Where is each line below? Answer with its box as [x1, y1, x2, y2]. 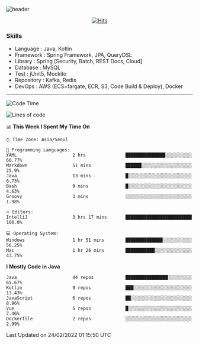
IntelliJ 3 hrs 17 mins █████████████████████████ [6, 215, 192, 220]
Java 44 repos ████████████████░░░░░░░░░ [6, 275, 192, 281]
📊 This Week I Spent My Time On [6, 123, 90, 130]
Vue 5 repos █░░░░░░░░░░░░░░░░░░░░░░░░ [6, 306, 192, 311]
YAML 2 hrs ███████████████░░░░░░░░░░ [6, 152, 192, 158]
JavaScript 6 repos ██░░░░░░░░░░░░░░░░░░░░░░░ [6, 296, 192, 301]
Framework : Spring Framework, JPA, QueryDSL [14, 51, 132, 59]
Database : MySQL [14, 64, 61, 71]
